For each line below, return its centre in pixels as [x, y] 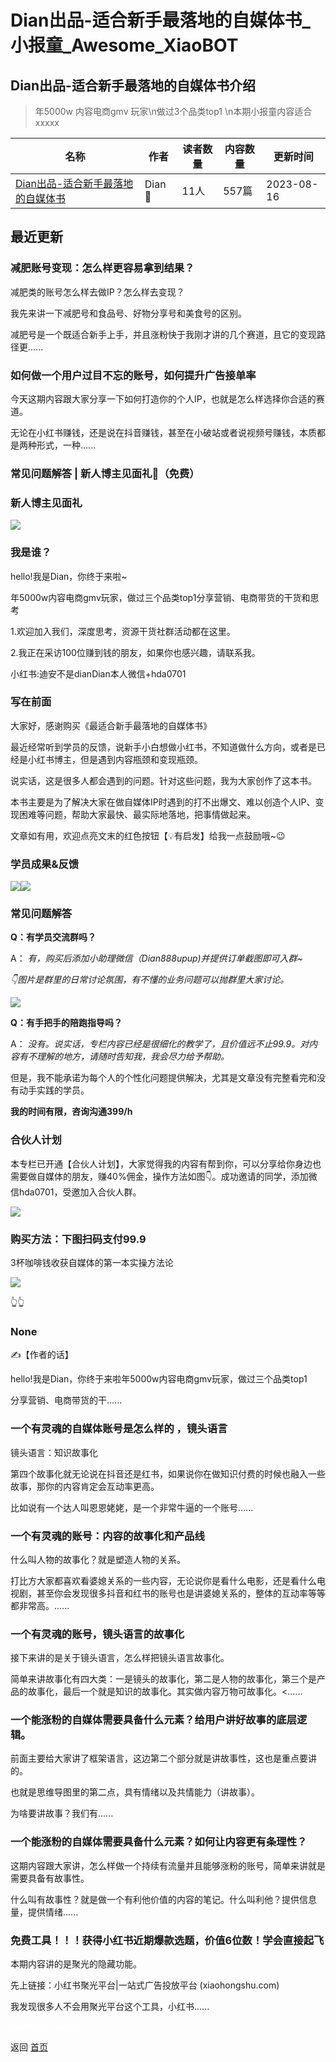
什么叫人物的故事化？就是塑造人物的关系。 [98, 1559]
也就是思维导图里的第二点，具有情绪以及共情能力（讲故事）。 [135, 1792]
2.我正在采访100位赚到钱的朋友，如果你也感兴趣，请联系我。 [135, 652]
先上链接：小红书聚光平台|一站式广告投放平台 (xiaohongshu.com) [145, 1985]
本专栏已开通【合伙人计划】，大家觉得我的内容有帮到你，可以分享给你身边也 [166, 1163]
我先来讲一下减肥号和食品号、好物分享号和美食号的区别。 [128, 313]
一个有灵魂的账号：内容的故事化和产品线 [107, 1536]
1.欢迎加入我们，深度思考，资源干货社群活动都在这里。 [123, 631]
